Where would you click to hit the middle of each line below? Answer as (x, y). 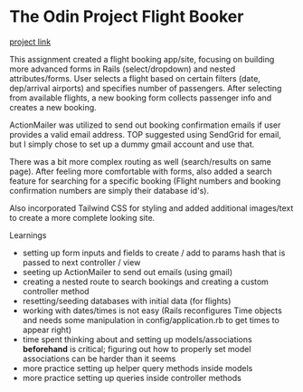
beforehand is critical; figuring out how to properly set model (137, 349)
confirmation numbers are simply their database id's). (109, 190)
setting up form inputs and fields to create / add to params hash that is (154, 253)
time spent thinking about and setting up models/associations (137, 339)
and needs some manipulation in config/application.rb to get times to (151, 320)
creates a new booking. (53, 107)
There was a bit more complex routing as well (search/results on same (140, 161)
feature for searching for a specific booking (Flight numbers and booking (145, 181)
